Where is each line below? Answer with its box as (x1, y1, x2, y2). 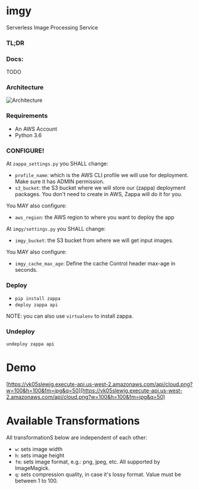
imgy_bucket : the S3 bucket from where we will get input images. (14, 237, 174, 244)
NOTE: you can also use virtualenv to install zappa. (6, 312, 133, 320)
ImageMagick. (14, 464, 50, 472)
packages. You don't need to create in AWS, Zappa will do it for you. (14, 191, 183, 198)
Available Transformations (6, 414, 140, 428)
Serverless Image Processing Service (6, 24, 98, 31)
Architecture (6, 83, 44, 92)
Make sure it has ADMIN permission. (14, 178, 105, 185)
